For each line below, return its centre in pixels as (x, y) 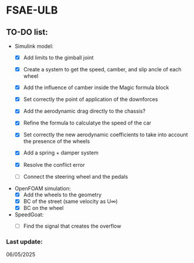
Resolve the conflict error (54, 165)
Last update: (24, 241)
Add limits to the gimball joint (58, 57)
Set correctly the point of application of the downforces (91, 99)
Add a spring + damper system (61, 153)
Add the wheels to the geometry (62, 195)
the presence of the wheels (56, 142)
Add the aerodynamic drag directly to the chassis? (84, 111)
